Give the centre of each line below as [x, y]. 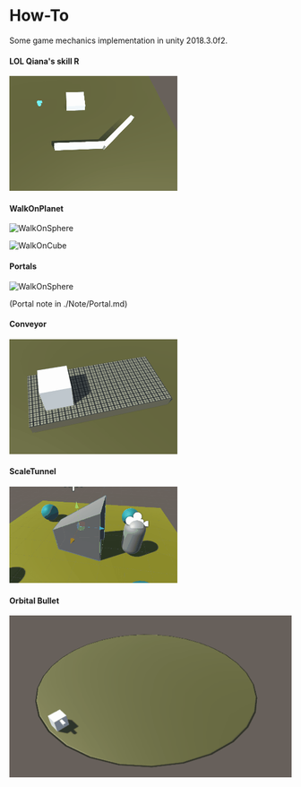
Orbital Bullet [34, 601]
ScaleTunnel [33, 471]
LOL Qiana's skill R [44, 61]
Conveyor [28, 324]
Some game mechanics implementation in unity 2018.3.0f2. [119, 40]
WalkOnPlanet [37, 208]
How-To [39, 16]
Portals [23, 266]
